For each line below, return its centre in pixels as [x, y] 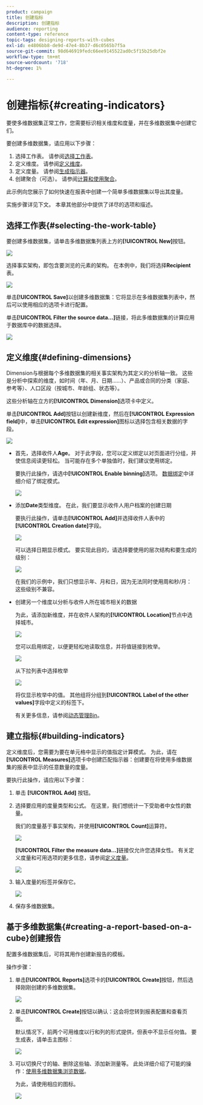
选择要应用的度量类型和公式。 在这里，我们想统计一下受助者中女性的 [100, 805]
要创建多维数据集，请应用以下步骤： [51, 143]
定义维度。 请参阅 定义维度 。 [50, 164]
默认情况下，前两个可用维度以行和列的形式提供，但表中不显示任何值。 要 [106, 1032]
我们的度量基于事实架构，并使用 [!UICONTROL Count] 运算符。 [92, 826]
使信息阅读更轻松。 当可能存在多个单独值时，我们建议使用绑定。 [95, 461]
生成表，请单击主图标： [44, 1039]
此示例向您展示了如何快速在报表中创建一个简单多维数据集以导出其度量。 [96, 192]
